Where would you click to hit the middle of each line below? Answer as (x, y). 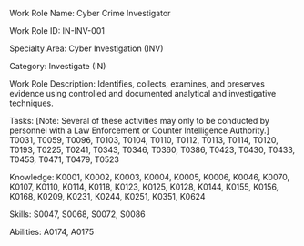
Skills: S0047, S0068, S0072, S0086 (77, 214)
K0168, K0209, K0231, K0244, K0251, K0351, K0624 (107, 196)
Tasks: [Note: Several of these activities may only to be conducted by (140, 121)
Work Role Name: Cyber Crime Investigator (90, 13)
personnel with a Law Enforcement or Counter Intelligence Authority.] (140, 130)
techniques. (31, 103)
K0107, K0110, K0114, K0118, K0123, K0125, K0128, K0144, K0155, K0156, (144, 187)
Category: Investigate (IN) (58, 66)
